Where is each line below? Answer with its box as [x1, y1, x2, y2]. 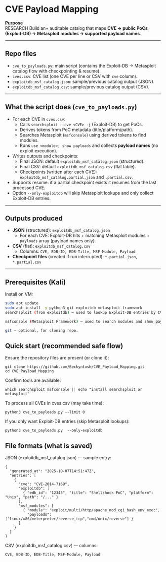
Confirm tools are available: [5, 377, 61, 383]
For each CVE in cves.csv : [12, 116, 66, 122]
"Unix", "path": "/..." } [5, 495, 58, 500]
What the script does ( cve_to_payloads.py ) [5, 103, 137, 111]
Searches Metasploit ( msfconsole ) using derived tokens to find [19, 132, 147, 138]
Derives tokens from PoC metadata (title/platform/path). [19, 127, 133, 133]
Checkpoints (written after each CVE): [19, 169, 97, 175]
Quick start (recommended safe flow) [5, 342, 124, 350]
